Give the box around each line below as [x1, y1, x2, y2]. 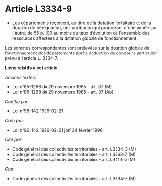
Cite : [5, 166, 15, 172]
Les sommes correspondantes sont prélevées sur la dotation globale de [5, 45, 150, 51]
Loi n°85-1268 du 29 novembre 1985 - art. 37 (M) [12, 83, 112, 89]
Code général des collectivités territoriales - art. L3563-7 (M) [12, 151, 136, 157]
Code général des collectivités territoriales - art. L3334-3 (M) [12, 146, 136, 152]
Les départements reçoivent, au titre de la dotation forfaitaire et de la [12, 20, 151, 26]
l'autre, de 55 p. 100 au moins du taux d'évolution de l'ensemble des [12, 30, 150, 36]
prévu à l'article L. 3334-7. [5, 55, 58, 61]
